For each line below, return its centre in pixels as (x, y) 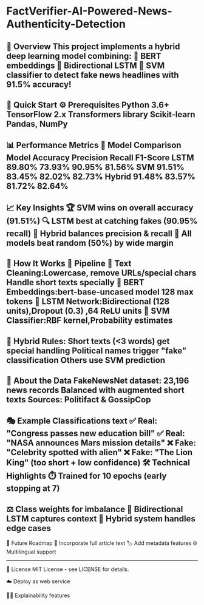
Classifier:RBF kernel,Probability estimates (90, 321)
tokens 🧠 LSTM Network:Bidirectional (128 (88, 302)
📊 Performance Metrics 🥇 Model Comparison (94, 145)
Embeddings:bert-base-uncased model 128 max (100, 292)
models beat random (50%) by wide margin (90, 243)
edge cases (29, 528)
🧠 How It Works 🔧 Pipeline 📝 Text (69, 264)
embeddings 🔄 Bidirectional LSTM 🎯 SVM (86, 65)
